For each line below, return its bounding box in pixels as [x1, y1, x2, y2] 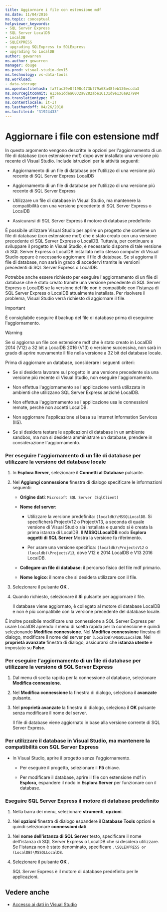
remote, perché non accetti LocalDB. [12, 404, 88, 410]
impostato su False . [5, 645, 46, 651]
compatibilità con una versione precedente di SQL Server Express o [12, 202, 152, 208]
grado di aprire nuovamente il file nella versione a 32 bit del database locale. [5, 350, 162, 356]
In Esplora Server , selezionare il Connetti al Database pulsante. [12, 470, 144, 476]
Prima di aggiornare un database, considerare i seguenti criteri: [5, 360, 135, 365]
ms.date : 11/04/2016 [5, 12, 48, 17]
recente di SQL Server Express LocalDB [12, 173, 94, 179]
